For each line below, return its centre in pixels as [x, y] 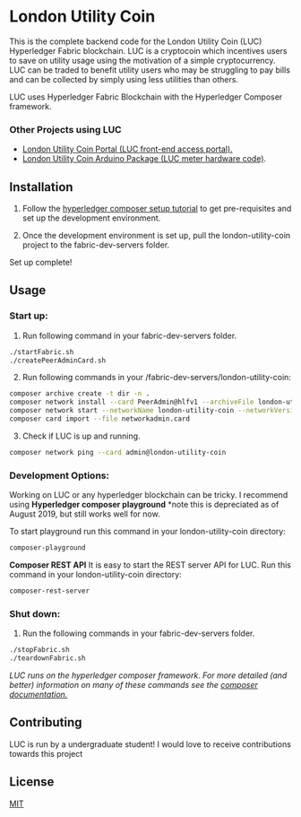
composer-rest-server [50, 591]
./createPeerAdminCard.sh [57, 361]
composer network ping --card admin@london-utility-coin [118, 452]
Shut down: [35, 613]
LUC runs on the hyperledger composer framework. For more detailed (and [148, 675]
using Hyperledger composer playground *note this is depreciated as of [144, 505]
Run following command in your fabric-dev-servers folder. [129, 335]
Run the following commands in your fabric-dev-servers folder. [138, 633]
